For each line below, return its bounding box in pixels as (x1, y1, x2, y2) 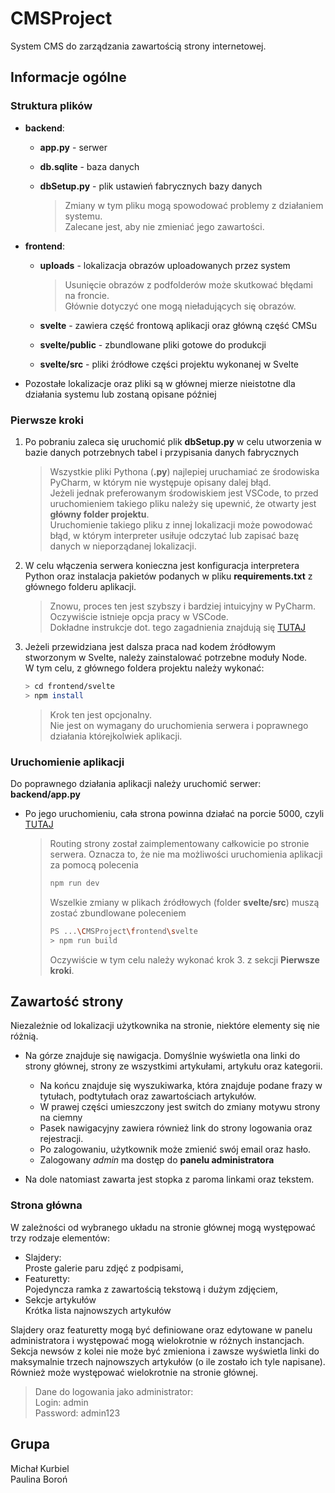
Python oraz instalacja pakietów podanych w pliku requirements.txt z (24, 570, 313, 582)
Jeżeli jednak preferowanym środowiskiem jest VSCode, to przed (49, 487, 319, 499)
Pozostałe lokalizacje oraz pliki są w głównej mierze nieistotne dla (24, 377, 296, 389)
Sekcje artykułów (24, 1293, 97, 1306)
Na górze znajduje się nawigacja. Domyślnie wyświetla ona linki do (24, 1050, 301, 1062)
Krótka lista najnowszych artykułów (24, 1304, 172, 1316)
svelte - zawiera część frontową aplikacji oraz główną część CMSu (39, 319, 318, 331)
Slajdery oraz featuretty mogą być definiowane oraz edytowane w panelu (10, 1323, 313, 1336)
